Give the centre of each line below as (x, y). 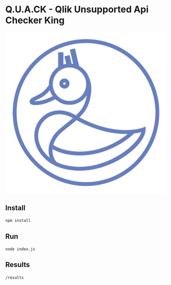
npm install (18, 221)
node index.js (20, 249)
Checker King (35, 20)
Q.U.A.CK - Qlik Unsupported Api (77, 9)
